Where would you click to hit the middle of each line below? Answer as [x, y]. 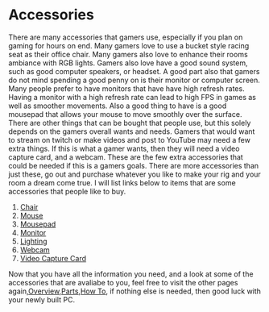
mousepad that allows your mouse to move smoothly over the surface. [125, 114]
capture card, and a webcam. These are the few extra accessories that [126, 157]
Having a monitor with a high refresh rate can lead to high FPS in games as [132, 97]
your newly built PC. [41, 299]
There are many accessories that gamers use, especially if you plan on [126, 37]
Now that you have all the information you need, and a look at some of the [131, 274]
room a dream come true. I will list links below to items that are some [122, 182]
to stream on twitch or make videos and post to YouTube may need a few [130, 139]
